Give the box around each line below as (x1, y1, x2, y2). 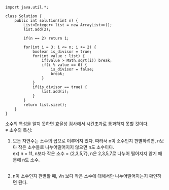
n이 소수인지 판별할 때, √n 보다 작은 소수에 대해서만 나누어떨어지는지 (12, 173, 148, 179)
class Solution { (5, 14, 42, 19)
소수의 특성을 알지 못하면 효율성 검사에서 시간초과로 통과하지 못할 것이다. (5, 121, 149, 127)
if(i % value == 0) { (41, 62, 87, 67)
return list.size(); (23, 102, 67, 107)
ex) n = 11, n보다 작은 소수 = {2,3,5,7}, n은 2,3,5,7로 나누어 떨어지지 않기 (12, 150, 157, 157)
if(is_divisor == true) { (32, 85, 87, 90)
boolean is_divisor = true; (32, 49, 92, 54)
